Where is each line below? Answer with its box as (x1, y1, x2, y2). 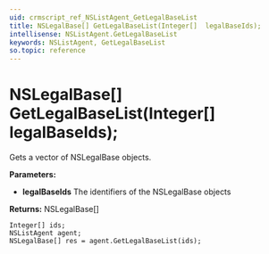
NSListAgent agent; (9, 229, 82, 238)
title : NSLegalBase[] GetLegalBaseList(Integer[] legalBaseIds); (9, 21, 262, 30)
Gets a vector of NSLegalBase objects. (9, 152, 152, 163)
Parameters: (9, 169, 56, 180)
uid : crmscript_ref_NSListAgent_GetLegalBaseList (9, 12, 198, 22)
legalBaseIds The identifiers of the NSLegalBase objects (21, 186, 231, 197)
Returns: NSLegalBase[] (9, 204, 100, 215)
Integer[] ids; (9, 221, 66, 230)
